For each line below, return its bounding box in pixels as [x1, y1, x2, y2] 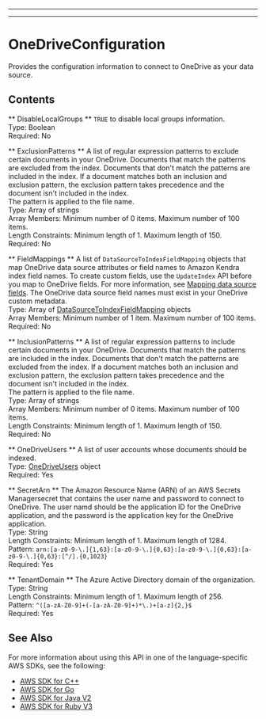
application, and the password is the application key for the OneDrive [8, 510, 234, 519]
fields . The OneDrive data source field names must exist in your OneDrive [8, 287, 248, 297]
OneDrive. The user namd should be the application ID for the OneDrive [8, 502, 241, 512]
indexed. [8, 453, 37, 462]
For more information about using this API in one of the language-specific [8, 652, 248, 662]
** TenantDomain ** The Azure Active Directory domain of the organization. [8, 575, 256, 584]
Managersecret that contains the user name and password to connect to [8, 493, 245, 503]
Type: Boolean [8, 122, 55, 131]
